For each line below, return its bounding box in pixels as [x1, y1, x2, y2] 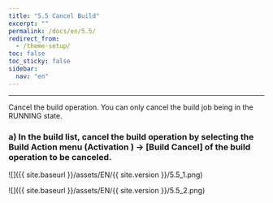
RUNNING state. [8, 110, 63, 120]
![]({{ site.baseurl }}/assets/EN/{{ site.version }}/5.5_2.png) [8, 185, 206, 195]
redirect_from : [8, 34, 60, 43]
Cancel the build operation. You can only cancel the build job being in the [8, 102, 253, 112]
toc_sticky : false [8, 58, 71, 66]
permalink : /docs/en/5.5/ [8, 27, 96, 35]
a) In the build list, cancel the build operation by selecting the [8, 131, 254, 142]
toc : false [8, 50, 45, 58]
